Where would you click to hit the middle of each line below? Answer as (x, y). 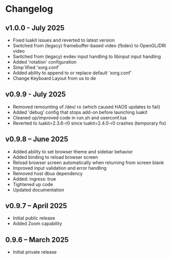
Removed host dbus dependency (48, 173)
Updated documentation (38, 190)
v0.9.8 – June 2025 (37, 139)
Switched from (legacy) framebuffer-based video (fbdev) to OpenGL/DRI (89, 46)
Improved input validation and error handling (59, 168)
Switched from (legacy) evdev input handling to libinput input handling (87, 56)
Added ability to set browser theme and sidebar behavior (73, 151)
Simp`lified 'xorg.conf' (36, 67)
